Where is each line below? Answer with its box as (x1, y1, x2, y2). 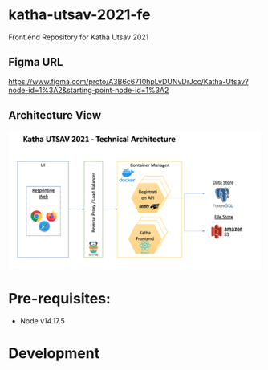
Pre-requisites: (8, 289, 111, 307)
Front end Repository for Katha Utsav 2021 (8, 32, 149, 42)
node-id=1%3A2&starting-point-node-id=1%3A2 (8, 85, 169, 95)
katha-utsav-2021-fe (8, 6, 151, 24)
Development (8, 344, 100, 362)
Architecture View (8, 108, 102, 122)
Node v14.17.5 (19, 315, 66, 326)
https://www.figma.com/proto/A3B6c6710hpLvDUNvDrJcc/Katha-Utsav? (8, 76, 249, 86)
